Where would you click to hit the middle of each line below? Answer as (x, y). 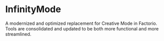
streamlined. (18, 34)
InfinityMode (33, 9)
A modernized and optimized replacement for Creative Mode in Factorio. (81, 23)
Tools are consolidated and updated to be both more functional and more (82, 28)
